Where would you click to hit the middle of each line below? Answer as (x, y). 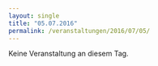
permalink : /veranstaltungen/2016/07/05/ (79, 31)
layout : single (34, 16)
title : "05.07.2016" (43, 23)
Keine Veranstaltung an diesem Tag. (68, 54)
